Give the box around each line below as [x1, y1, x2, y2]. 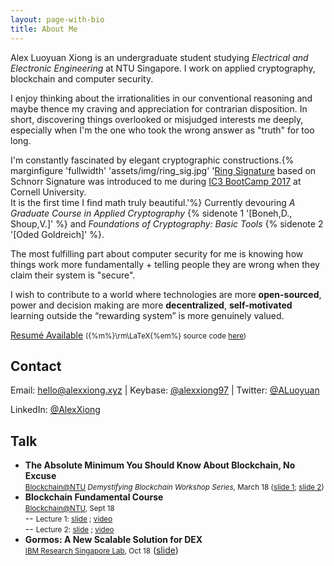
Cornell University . [10, 186, 87, 198]
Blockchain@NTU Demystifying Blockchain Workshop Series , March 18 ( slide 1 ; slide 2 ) [24, 482, 325, 493]
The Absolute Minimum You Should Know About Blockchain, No [24, 459, 296, 471]
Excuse [24, 470, 57, 482]
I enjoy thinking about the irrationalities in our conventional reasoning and [10, 92, 313, 104]
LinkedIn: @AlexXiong [10, 404, 101, 416]
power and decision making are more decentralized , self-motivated [10, 299, 293, 311]
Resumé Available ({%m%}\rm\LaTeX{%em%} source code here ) [10, 329, 247, 341]
